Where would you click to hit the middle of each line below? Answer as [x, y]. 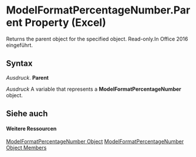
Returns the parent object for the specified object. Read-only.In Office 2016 [97, 39]
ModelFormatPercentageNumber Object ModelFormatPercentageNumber [95, 142]
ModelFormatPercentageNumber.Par [98, 10]
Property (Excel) [65, 23]
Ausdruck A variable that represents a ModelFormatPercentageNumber [94, 89]
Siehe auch [27, 114]
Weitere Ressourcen [31, 128]
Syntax [19, 64]
